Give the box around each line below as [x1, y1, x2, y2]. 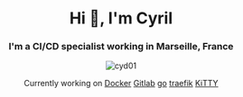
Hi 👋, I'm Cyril [69, 8, 173, 29]
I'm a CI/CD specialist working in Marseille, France [8, 40, 234, 53]
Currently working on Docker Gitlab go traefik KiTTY [23, 78, 220, 89]
